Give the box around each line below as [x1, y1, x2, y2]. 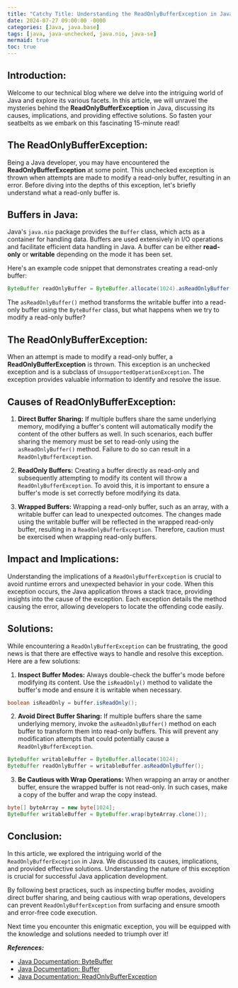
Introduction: [7, 70, 67, 82]
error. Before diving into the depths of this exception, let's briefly [7, 180, 196, 189]
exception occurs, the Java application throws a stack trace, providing [7, 587, 212, 595]
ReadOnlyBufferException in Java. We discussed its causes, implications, [7, 857, 220, 865]
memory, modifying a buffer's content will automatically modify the [17, 422, 214, 430]
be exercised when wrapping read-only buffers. [17, 532, 157, 541]
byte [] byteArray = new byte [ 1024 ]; [7, 804, 115, 811]
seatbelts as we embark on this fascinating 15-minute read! [7, 119, 180, 127]
